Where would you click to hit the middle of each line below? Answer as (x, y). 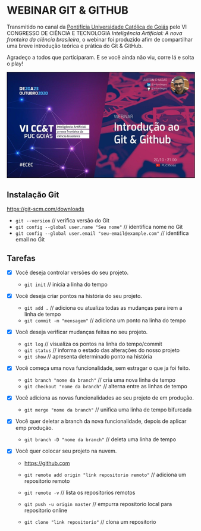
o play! (15, 64)
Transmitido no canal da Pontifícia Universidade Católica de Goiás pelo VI (97, 27)
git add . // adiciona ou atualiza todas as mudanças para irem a (103, 308)
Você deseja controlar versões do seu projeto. (72, 273)
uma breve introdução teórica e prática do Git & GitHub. (75, 46)
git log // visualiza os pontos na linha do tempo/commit (93, 344)
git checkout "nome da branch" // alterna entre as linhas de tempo (106, 387)
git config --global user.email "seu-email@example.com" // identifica (102, 233)
